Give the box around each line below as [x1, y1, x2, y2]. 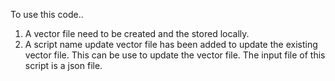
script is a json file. [24, 60, 103, 71]
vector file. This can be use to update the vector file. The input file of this [24, 49, 326, 61]
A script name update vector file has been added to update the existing [24, 39, 318, 50]
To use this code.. [10, 9, 84, 20]
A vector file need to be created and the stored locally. [24, 28, 250, 39]
